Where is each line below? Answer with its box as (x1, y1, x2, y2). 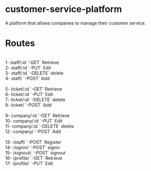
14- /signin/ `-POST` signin (5, 144, 60, 150)
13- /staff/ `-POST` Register (5, 139, 61, 145)
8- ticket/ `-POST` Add (5, 101, 51, 108)
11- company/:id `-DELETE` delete (5, 123, 74, 129)
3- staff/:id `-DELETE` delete (5, 70, 63, 76)
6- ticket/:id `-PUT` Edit (5, 91, 53, 97)
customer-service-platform (5, 3, 122, 15)
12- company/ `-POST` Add (5, 128, 61, 134)
